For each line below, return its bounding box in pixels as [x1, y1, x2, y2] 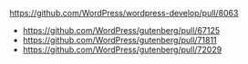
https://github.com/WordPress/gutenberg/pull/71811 [22, 35, 217, 45]
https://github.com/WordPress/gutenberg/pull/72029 [22, 44, 222, 55]
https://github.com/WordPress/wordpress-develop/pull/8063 [9, 8, 239, 18]
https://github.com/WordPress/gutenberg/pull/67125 [22, 25, 221, 35]
